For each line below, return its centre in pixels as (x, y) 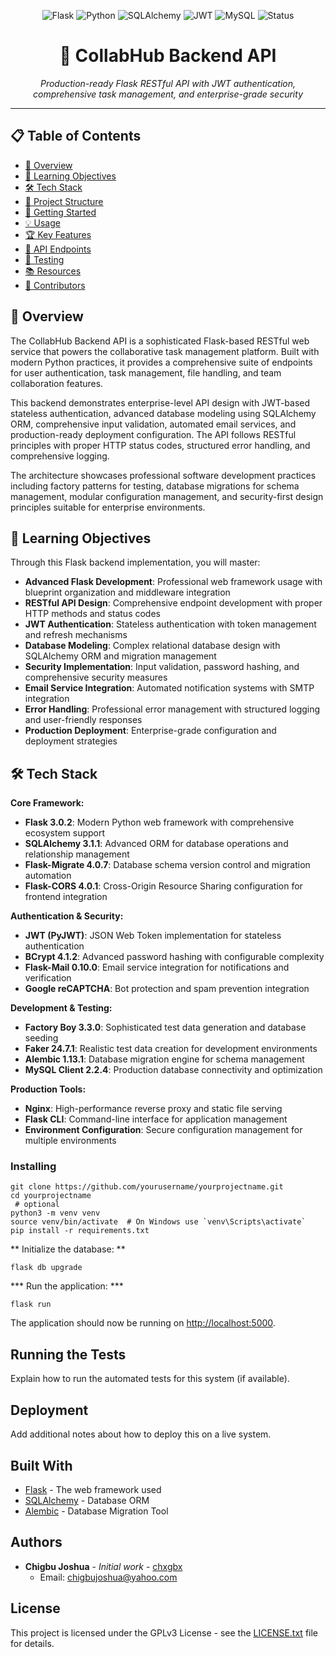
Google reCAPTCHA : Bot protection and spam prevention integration (167, 989)
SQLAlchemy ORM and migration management (120, 656)
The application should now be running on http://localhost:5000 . (143, 1323)
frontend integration (66, 897)
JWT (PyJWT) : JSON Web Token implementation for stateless (153, 936)
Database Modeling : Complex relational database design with (152, 646)
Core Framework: (47, 803)
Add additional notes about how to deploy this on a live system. (141, 1434)
